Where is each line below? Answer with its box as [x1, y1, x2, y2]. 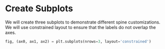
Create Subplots [5, 3, 73, 14]
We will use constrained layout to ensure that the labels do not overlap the [5, 24, 156, 30]
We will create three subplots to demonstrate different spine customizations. [5, 19, 161, 25]
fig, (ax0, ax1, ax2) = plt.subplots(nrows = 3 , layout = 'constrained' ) [5, 39, 152, 44]
